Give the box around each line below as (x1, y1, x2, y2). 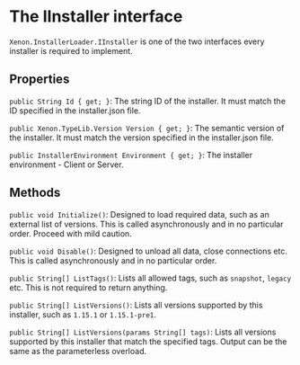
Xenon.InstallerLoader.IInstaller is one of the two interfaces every (9, 36, 265, 47)
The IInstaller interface (9, 6, 183, 27)
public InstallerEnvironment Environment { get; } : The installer (9, 149, 253, 160)
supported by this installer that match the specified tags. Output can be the (9, 335, 287, 347)
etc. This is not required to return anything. (9, 281, 168, 293)
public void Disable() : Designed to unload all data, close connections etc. (9, 245, 287, 256)
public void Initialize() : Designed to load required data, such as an (9, 209, 269, 219)
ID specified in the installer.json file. (9, 105, 141, 116)
